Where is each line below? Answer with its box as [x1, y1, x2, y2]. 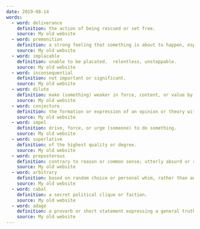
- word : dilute [11, 86, 49, 92]
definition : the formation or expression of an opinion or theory [17, 109, 185, 114]
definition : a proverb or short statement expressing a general [17, 208, 180, 215]
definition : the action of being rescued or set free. [17, 25, 156, 32]
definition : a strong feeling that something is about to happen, [17, 42, 185, 48]
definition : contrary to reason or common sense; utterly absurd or [17, 159, 190, 165]
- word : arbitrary [11, 169, 58, 176]
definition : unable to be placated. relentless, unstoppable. [17, 58, 177, 64]
